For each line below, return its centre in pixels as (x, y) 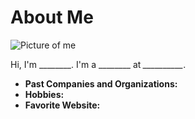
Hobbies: (44, 94)
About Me (52, 17)
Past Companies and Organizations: (101, 83)
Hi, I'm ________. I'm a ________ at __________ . (98, 64)
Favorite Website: (62, 105)
